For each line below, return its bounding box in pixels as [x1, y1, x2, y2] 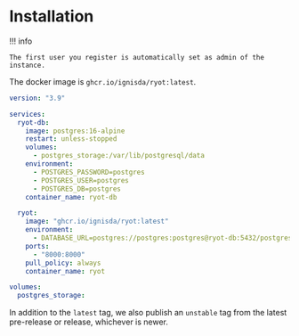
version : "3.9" [9, 94, 66, 102]
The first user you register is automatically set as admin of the [9, 53, 265, 61]
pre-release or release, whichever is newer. [9, 316, 169, 327]
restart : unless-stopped [25, 135, 117, 143]
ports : [25, 242, 50, 250]
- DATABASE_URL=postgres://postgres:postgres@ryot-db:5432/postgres [32, 234, 293, 242]
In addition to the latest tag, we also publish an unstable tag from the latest [9, 307, 287, 318]
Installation [9, 6, 94, 27]
